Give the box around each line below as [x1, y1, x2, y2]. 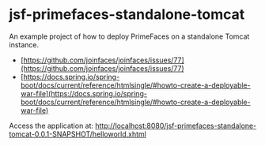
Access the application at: [9, 121, 94, 130]
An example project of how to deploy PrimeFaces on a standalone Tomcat [9, 32, 250, 41]
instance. [9, 39, 40, 49]
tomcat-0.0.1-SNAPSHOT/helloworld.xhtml [9, 129, 147, 139]
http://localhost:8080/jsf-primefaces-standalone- [95, 121, 257, 130]
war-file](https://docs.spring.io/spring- [20, 88, 147, 98]
